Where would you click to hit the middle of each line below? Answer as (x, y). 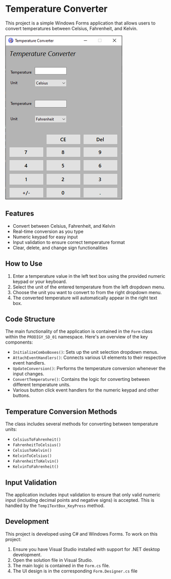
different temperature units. (41, 385)
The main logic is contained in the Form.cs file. (61, 565)
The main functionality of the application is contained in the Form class (79, 331)
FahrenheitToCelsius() (37, 445)
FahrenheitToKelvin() (35, 462)
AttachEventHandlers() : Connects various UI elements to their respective (89, 357)
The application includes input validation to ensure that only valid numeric (83, 495)
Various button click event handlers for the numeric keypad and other (86, 390)
